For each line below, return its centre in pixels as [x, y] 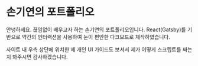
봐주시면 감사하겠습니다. [40, 57]
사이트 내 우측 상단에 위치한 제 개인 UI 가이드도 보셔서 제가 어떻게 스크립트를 [94, 49]
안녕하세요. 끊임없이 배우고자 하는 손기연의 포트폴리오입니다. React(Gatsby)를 [96, 29]
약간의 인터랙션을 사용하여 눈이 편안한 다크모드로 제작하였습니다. [96, 37]
